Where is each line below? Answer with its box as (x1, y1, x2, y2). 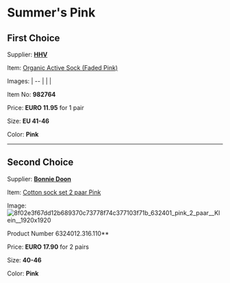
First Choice (7, 32, 60, 44)
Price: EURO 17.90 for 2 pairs (7, 242, 89, 251)
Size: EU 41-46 (7, 117, 50, 125)
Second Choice (7, 157, 74, 168)
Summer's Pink (7, 5, 96, 21)
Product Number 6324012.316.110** (7, 229, 110, 238)
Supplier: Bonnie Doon (7, 174, 72, 183)
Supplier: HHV (7, 50, 48, 58)
